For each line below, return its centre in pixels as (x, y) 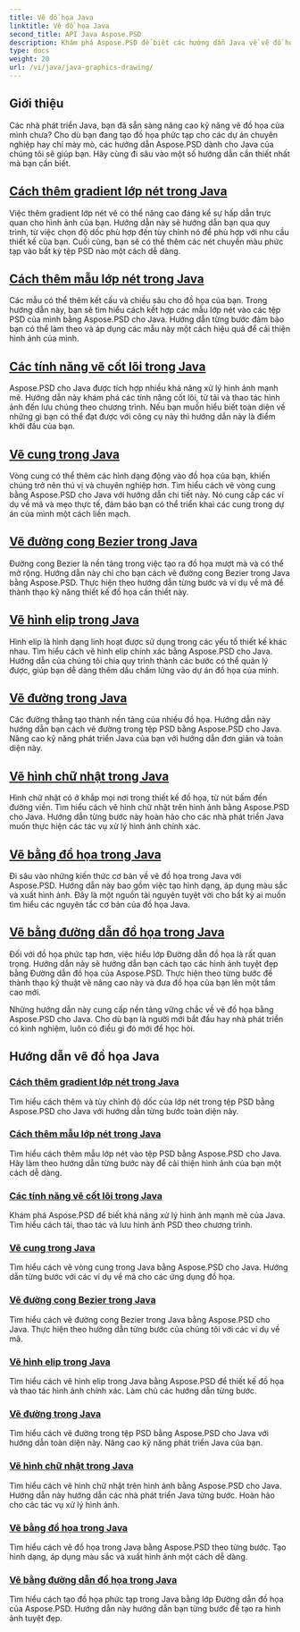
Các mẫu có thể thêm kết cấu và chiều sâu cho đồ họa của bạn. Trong (138, 300)
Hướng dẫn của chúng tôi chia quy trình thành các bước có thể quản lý (139, 660)
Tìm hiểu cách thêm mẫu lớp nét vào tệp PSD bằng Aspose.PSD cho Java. (146, 1154)
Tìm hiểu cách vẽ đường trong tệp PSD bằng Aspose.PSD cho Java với (139, 1433)
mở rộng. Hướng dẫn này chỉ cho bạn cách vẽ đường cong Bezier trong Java (150, 572)
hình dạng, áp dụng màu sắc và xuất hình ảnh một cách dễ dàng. (129, 1556)
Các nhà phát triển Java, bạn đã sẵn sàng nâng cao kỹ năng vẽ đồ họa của (147, 125)
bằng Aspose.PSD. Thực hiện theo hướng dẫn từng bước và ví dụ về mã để (146, 582)
